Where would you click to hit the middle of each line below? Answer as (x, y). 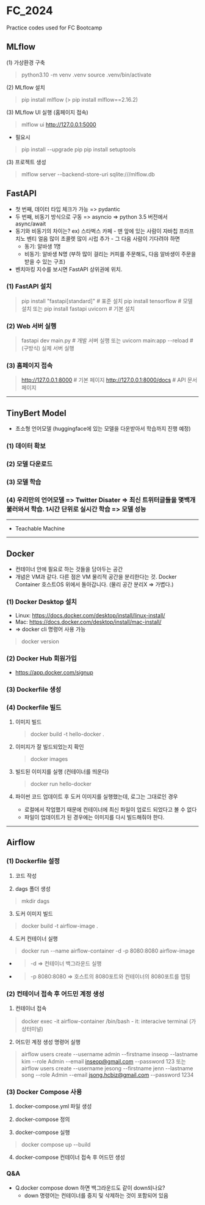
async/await (31, 224)
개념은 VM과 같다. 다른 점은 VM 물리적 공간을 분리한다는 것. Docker (96, 577)
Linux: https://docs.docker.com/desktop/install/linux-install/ (90, 616)
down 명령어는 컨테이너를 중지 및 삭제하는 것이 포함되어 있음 (96, 1195)
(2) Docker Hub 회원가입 (42, 659)
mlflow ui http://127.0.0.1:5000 (59, 124)
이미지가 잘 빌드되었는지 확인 (49, 746)
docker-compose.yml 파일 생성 (53, 1106)
